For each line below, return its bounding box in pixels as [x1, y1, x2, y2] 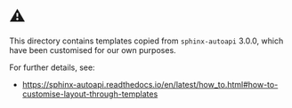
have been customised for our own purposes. [9, 44, 176, 55]
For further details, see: [9, 62, 95, 73]
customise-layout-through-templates [21, 89, 158, 99]
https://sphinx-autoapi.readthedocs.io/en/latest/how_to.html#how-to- [21, 79, 279, 89]
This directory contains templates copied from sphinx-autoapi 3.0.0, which [9, 35, 284, 46]
